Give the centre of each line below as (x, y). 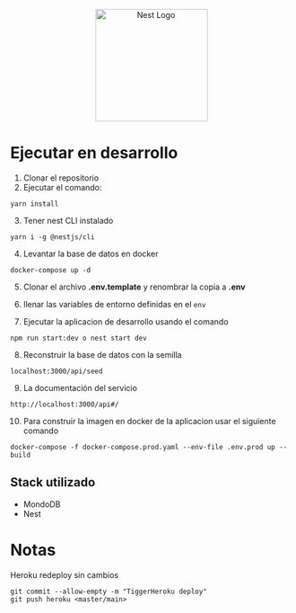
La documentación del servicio (80, 387)
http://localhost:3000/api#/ (65, 404)
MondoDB (42, 504)
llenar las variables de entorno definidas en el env (114, 304)
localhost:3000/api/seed (57, 371)
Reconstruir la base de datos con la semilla (102, 354)
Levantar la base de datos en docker (91, 253)
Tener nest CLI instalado (68, 220)
